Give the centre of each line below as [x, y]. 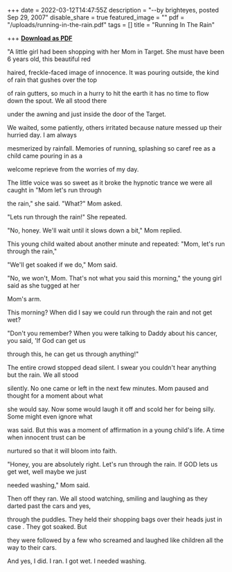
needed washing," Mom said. [48, 485]
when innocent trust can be [46, 437]
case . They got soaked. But [47, 527]
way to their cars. [32, 547]
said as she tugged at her [43, 285]
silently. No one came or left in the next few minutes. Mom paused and [108, 388]
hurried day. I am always [42, 135]
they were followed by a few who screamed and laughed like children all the [115, 540]
